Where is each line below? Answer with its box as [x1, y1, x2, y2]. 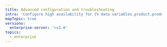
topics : [5, 30, 21, 35]
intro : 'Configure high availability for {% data [5, 12, 110, 17]
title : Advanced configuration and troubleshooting [5, 7, 114, 12]
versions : [5, 21, 26, 26]
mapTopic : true [5, 16, 37, 21]
